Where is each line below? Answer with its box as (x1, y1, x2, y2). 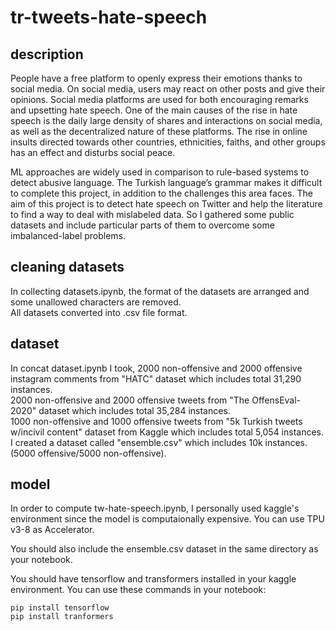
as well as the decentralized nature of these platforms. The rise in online (10, 126, 308, 137)
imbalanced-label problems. (10, 230, 127, 241)
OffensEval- (251, 394, 302, 406)
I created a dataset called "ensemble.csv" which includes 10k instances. (10, 436, 308, 448)
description (10, 46, 84, 63)
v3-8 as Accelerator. (10, 524, 95, 536)
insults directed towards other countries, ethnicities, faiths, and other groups (10, 136, 326, 148)
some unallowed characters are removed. (10, 296, 182, 308)
